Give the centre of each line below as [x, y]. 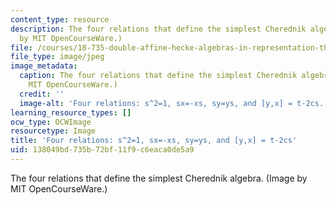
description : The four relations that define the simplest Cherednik [158, 29]
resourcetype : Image [53, 131]
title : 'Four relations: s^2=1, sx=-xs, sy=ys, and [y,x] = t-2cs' [154, 141]
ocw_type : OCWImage [51, 122]
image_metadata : [44, 66]
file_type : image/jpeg [57, 57]
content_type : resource [60, 19]
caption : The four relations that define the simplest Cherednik [158, 76]
